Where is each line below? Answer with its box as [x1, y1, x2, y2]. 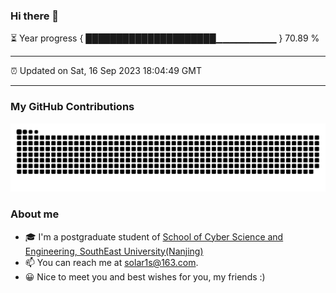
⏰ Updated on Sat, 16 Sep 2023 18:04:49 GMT [10, 65, 202, 77]
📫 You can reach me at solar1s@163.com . [24, 256, 199, 268]
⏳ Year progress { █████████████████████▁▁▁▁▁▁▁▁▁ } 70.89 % [10, 32, 320, 44]
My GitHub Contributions [10, 100, 135, 114]
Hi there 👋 [10, 9, 60, 23]
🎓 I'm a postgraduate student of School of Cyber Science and [24, 230, 284, 243]
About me [10, 207, 60, 221]
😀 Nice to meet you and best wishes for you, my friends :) [24, 270, 266, 283]
